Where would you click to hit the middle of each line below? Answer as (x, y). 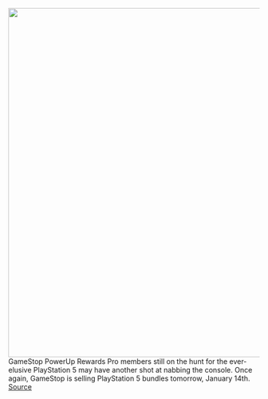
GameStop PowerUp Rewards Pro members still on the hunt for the (118, 361)
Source (20, 387)
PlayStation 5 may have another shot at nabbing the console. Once (143, 370)
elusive (20, 370)
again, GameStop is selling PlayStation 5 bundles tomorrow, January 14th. (129, 378)
